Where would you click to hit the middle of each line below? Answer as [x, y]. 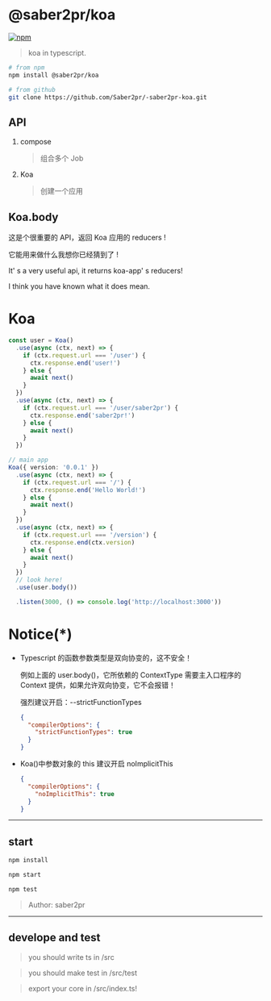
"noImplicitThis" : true [75, 794]
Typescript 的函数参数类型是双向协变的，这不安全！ [106, 657]
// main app [28, 460]
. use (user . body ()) [47, 587]
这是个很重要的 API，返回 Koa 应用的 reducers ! [88, 238]
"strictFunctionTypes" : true [84, 732]
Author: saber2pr [56, 904]
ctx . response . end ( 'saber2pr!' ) [82, 415]
